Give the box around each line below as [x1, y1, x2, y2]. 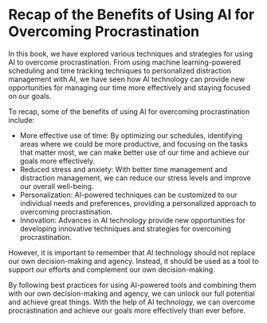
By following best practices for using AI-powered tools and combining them [8, 280, 257, 290]
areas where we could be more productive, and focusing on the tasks [19, 139, 249, 148]
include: [8, 115, 35, 124]
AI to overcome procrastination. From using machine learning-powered [8, 57, 241, 67]
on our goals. [8, 91, 52, 100]
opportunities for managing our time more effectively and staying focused [8, 82, 251, 93]
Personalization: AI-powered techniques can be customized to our [19, 190, 238, 199]
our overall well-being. [19, 181, 94, 191]
